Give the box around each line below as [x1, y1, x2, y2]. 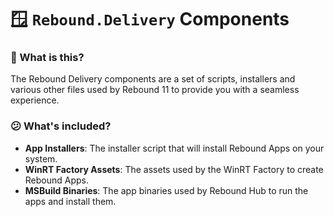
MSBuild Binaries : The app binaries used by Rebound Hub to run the [24, 184, 309, 196]
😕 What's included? [10, 119, 112, 133]
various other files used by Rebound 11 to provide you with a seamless [10, 84, 300, 96]
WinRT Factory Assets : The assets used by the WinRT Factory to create [24, 163, 324, 175]
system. [24, 152, 58, 165]
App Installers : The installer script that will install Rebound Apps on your [24, 142, 325, 154]
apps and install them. [24, 195, 117, 207]
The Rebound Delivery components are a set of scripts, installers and [10, 73, 296, 85]
